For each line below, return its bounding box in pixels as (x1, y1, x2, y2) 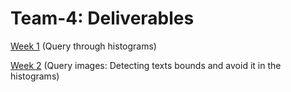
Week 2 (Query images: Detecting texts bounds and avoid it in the (10, 59, 282, 71)
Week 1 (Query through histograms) (10, 40, 157, 52)
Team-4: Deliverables (10, 7, 195, 30)
